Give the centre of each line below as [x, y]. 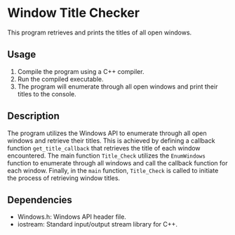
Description [33, 116]
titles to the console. [47, 94]
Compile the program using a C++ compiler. [81, 71]
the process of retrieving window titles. [64, 178]
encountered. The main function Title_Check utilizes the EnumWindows [106, 155]
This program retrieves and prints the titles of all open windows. [100, 32]
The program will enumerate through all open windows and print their [117, 87]
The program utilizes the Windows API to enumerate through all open [107, 133]
